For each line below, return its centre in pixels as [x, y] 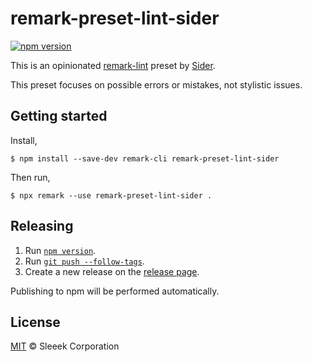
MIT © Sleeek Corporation [65, 346]
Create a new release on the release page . [112, 271]
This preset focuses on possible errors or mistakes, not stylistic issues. [156, 84]
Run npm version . [60, 250]
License [35, 322]
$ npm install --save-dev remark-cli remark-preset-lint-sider [145, 158]
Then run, [30, 177]
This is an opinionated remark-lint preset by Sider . [113, 65]
